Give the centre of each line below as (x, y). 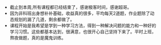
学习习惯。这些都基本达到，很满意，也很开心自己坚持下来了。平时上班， (83, 32)
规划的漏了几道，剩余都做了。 (44, 19)
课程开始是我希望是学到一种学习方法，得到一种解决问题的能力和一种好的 (83, 25)
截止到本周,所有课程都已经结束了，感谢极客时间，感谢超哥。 (70, 7)
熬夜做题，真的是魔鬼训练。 (38, 38)
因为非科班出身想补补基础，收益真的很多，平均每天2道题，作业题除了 (80, 13)
